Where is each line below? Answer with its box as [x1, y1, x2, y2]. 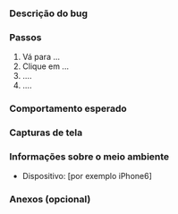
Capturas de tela [9, 126, 83, 139]
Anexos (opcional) [9, 193, 91, 206]
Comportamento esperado [9, 102, 127, 115]
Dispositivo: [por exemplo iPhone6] [21, 171, 152, 182]
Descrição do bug [9, 7, 88, 20]
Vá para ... [21, 52, 61, 63]
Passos [9, 30, 42, 43]
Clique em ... [21, 61, 70, 72]
